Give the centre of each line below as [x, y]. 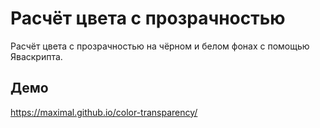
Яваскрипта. [36, 56]
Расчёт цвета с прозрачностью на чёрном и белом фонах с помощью [160, 46]
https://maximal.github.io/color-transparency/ [104, 112]
